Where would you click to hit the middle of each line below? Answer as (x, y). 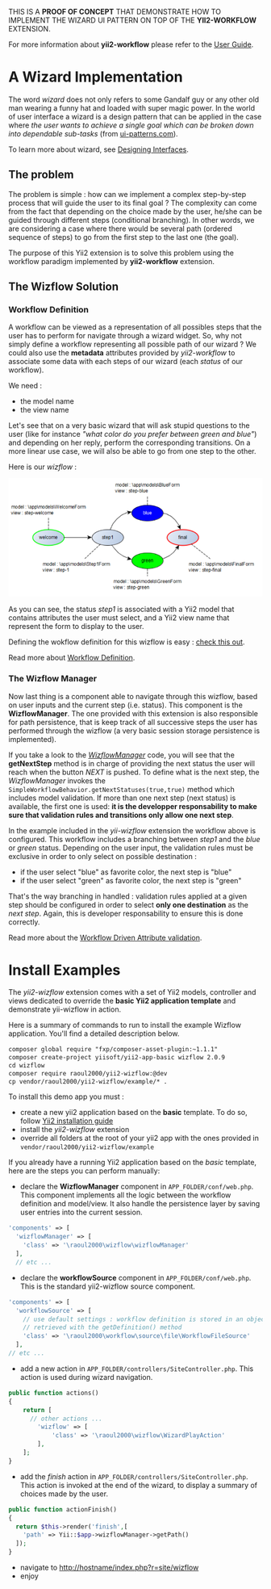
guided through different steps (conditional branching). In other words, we (131, 220)
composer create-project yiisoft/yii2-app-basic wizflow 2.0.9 (117, 1058)
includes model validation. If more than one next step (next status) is (122, 798)
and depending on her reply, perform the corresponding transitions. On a (129, 442)
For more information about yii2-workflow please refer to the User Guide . (131, 44)
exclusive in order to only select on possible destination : (103, 856)
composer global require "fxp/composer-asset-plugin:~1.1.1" (113, 1050)
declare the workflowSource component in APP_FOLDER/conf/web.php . (135, 1277)
